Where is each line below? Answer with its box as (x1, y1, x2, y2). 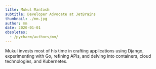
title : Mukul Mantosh (5, 7, 50, 12)
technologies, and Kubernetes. (5, 58, 68, 64)
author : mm (5, 21, 28, 26)
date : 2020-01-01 (5, 25, 41, 30)
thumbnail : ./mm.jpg (5, 16, 48, 21)
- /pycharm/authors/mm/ (9, 35, 58, 40)
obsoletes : (5, 30, 28, 35)
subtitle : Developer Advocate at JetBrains (5, 12, 96, 17)
